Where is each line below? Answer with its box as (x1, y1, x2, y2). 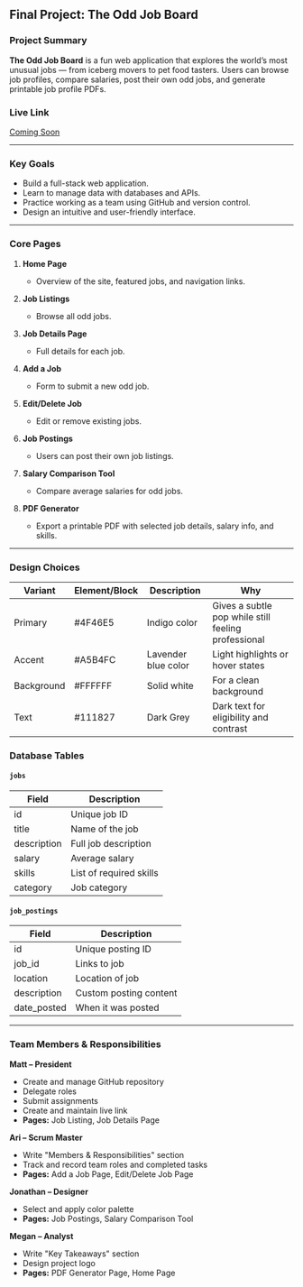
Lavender (147, 648, 188, 660)
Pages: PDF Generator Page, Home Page (22, 1267, 176, 1278)
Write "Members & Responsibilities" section (22, 1149, 185, 1160)
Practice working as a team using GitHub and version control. (22, 198, 251, 208)
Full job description (70, 838, 151, 850)
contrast (211, 722, 248, 734)
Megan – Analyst (9, 1230, 74, 1241)
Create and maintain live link (22, 1105, 128, 1116)
